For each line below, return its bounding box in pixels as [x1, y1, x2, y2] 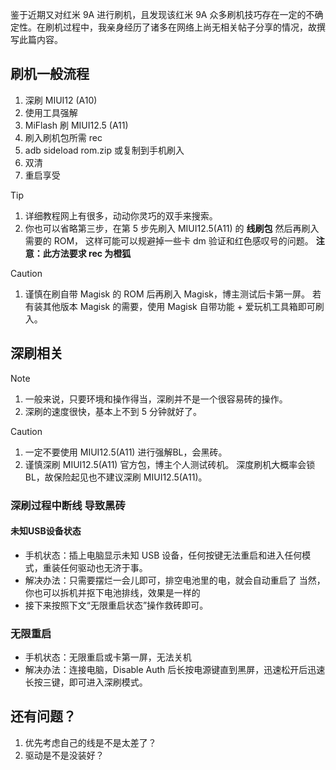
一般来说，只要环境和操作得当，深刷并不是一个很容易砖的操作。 [24, 393, 288, 405]
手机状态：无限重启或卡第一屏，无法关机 [24, 651, 192, 663]
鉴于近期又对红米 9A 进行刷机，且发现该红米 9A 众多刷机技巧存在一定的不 [10, 9, 315, 20]
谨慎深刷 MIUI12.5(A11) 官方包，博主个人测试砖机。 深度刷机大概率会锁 [24, 458, 316, 470]
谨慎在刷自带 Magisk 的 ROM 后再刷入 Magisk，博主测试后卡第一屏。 [24, 288, 310, 300]
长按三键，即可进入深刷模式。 [24, 676, 148, 688]
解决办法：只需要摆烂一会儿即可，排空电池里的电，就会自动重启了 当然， [24, 574, 326, 586]
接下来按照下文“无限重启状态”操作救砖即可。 [24, 599, 209, 611]
